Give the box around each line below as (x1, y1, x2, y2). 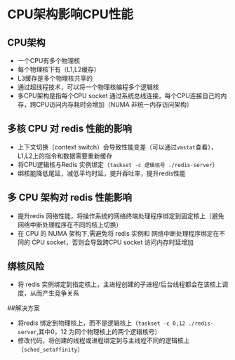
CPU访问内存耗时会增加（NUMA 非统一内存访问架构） (36, 100, 193, 109)
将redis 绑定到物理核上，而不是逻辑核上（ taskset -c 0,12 (17, 319, 186, 327)
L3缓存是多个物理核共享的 (17, 74, 93, 82)
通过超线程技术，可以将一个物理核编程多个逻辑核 (17, 83, 159, 91)
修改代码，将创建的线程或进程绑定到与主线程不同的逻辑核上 (17, 336, 190, 345)
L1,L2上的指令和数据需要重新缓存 (17, 152, 113, 160)
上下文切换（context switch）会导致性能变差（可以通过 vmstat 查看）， (17, 142, 217, 151)
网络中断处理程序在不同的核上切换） (17, 220, 123, 229)
